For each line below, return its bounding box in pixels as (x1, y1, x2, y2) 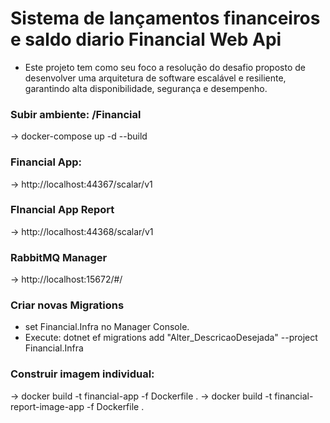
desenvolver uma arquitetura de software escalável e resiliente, (24, 72, 287, 84)
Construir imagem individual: (10, 367, 155, 381)
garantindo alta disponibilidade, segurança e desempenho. (24, 82, 268, 94)
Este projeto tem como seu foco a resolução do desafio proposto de (24, 61, 306, 73)
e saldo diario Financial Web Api (10, 28, 282, 51)
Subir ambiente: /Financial (10, 107, 142, 121)
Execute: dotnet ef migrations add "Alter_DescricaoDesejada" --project (24, 332, 318, 344)
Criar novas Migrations (10, 298, 125, 312)
